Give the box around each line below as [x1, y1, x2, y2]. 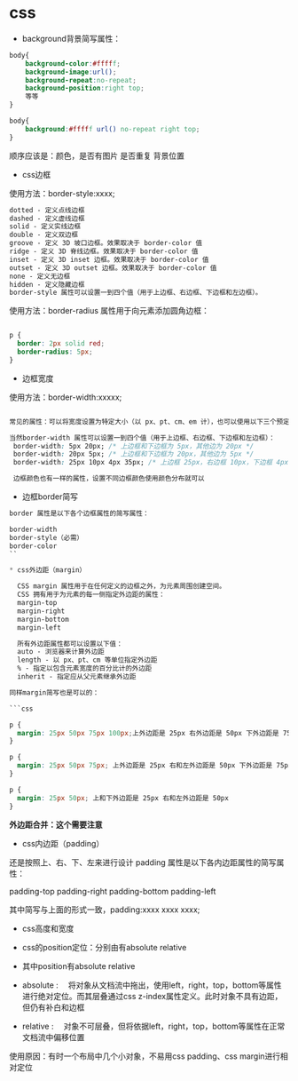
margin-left [17, 623, 62, 632]
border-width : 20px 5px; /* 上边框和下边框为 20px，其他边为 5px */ [12, 449, 255, 459]
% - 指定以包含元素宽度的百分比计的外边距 [17, 664, 153, 673]
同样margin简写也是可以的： [9, 688, 99, 697]
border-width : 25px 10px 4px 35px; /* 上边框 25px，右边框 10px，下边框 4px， [12, 458, 295, 467]
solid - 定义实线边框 [9, 222, 82, 231]
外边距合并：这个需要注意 [9, 819, 103, 830]
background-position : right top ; [25, 83, 145, 93]
